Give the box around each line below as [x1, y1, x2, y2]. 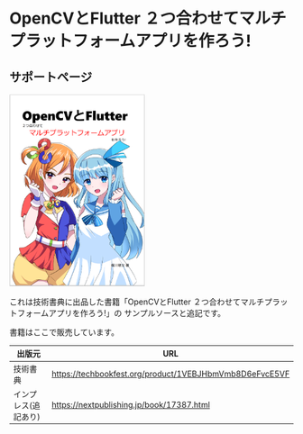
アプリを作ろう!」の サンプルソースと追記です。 [48, 307, 226, 318]
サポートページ [9, 69, 93, 85]
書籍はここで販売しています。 [9, 326, 120, 338]
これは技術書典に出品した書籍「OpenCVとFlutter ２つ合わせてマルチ [9, 296, 264, 307]
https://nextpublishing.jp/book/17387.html [51, 400, 210, 411]
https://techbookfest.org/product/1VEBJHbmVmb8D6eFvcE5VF [51, 368, 290, 379]
